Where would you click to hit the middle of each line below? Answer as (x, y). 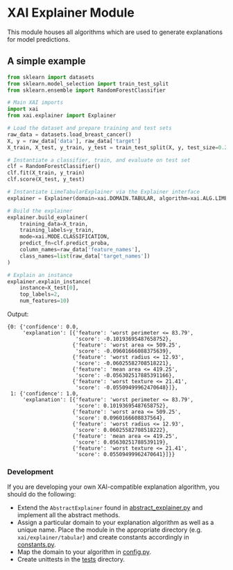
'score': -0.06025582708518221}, (123, 363)
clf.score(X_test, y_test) (46, 179)
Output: (18, 314)
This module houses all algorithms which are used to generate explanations (115, 32)
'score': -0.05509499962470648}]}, (127, 387)
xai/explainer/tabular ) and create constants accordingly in (103, 537)
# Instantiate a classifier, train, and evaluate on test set (99, 160)
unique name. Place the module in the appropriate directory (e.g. (110, 530)
